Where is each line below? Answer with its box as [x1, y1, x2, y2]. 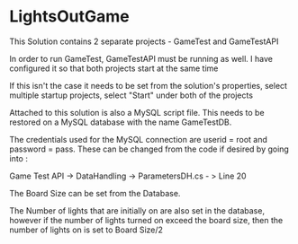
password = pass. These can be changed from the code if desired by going [9, 144, 290, 154]
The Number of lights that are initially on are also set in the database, [9, 205, 266, 216]
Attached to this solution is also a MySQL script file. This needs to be [9, 107, 265, 118]
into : [9, 152, 29, 163]
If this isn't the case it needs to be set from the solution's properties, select [9, 80, 288, 91]
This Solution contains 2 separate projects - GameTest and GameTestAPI [9, 36, 279, 47]
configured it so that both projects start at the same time [9, 63, 219, 74]
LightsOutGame [9, 6, 131, 27]
